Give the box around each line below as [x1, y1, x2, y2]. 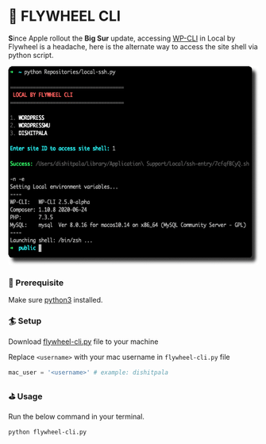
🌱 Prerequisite [8, 277, 64, 288]
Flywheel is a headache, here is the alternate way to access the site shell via [8, 41, 258, 51]
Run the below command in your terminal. [8, 411, 145, 421]
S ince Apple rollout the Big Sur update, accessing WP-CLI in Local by [8, 33, 236, 43]
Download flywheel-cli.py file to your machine [8, 337, 159, 346]
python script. [8, 50, 54, 60]
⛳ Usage [8, 391, 43, 402]
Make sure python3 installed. [8, 295, 103, 305]
